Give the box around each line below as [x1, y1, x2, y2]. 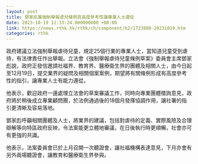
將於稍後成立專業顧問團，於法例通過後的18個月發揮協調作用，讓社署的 [11, 97, 182, 104]
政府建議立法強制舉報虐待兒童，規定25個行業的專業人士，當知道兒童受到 [6, 48, 183, 55]
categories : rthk [6, 31, 49, 37]
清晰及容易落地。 [16, 104, 58, 111]
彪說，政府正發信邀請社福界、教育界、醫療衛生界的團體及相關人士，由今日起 [6, 63, 192, 70]
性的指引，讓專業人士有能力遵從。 [6, 77, 89, 84]
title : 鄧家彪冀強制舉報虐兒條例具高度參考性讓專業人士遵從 [6, 14, 134, 20]
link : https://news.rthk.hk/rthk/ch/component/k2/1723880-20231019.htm [6, 25, 186, 31]
